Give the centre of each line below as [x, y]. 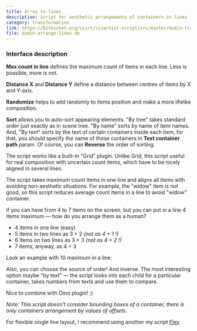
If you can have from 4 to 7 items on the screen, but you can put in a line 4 [96, 210]
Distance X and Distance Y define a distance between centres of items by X [98, 84]
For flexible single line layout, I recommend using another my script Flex [93, 322]
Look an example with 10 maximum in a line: [59, 258]
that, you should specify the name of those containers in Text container [93, 138]
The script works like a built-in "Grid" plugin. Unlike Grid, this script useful [95, 156]
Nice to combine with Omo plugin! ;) [50, 293]
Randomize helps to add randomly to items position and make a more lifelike [98, 102]
